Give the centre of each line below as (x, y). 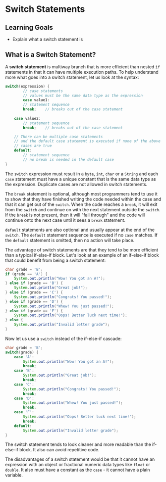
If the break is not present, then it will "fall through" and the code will (75, 215)
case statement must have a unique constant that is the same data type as (81, 179)
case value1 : (36, 100)
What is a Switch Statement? (51, 55)
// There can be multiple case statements (58, 137)
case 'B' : (24, 371)
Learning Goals (29, 27)
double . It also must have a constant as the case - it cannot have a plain (78, 470)
